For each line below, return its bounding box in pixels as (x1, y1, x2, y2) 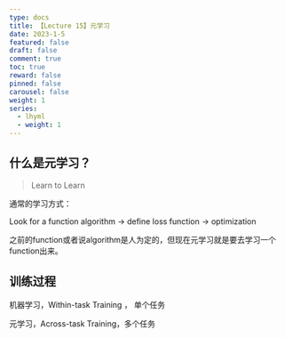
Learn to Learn (30, 180, 86, 190)
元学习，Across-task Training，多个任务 (9, 318, 156, 329)
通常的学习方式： (9, 197, 72, 209)
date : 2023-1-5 (9, 29, 66, 38)
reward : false (9, 71, 62, 80)
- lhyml (17, 112, 46, 121)
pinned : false (9, 79, 62, 88)
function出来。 (9, 245, 64, 256)
